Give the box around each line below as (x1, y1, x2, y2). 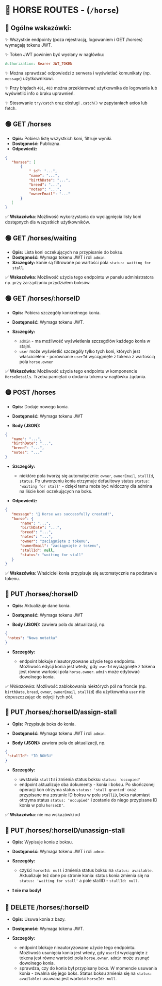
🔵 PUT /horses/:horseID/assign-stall (5, 708, 117, 716)
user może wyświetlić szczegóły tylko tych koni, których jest (19, 348, 141, 354)
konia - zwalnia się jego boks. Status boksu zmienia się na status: (19, 970, 152, 976)
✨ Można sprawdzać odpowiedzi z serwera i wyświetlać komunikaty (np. (5, 70, 151, 76)
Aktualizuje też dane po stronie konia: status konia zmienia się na (19, 872, 149, 878)
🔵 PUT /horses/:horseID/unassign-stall (5, 826, 125, 834)
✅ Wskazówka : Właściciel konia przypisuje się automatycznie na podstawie (5, 570, 157, 576)
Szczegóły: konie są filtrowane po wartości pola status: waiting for (12, 260, 151, 265)
